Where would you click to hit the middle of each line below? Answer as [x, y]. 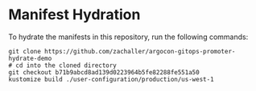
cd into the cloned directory [66, 65]
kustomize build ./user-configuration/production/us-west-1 [111, 79]
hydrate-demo [30, 58]
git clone [25, 51]
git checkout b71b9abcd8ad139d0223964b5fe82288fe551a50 [104, 72]
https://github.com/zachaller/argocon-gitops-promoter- [140, 51]
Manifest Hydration [74, 15]
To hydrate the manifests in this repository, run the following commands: [128, 37]
